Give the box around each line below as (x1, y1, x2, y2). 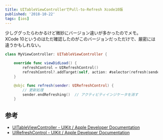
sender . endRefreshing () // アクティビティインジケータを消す (22, 92, 138, 97)
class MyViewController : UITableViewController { (5, 52, 108, 57)
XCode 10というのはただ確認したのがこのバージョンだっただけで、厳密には (5, 36, 156, 42)
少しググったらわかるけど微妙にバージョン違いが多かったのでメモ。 (5, 30, 141, 36)
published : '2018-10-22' (5, 12, 55, 17)
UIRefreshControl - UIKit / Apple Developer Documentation (12, 130, 130, 136)
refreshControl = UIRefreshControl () (22, 65, 98, 70)
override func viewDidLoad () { (14, 61, 77, 66)
